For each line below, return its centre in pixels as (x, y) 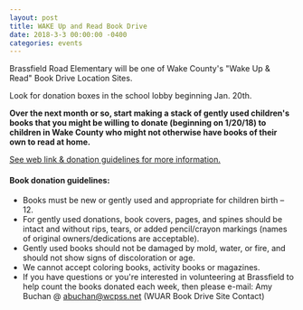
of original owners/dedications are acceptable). (111, 239)
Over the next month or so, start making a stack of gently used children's (149, 113)
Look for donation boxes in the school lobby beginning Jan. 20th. (131, 96)
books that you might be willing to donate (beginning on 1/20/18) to (138, 123)
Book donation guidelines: (60, 180)
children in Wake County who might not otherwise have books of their (143, 133)
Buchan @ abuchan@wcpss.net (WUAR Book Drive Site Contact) (143, 296)
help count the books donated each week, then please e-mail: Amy (147, 287)
